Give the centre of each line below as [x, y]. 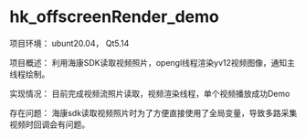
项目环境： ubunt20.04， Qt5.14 [69, 43]
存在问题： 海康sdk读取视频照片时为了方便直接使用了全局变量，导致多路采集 [153, 112]
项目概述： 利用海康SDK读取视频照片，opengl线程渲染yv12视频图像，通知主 [152, 62]
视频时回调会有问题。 [49, 124]
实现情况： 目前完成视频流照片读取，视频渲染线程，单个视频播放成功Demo [150, 93]
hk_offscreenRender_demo [114, 17]
